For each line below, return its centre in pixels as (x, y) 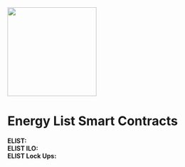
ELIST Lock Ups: (32, 156)
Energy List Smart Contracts (93, 121)
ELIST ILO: (23, 148)
